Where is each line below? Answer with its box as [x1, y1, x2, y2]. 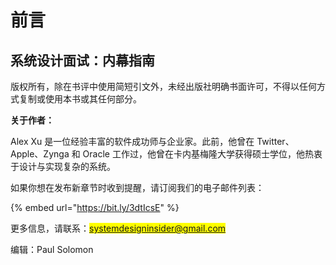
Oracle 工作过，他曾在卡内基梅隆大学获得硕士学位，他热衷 [82, 148, 323, 160]
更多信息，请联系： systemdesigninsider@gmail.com [10, 222, 227, 234]
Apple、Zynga [10, 148, 70, 160]
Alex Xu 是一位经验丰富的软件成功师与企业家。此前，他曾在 [10, 136, 255, 147]
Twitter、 [256, 136, 295, 147]
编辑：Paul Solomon [10, 244, 94, 255]
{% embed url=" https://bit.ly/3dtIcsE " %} [10, 202, 180, 213]
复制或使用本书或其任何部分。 [18, 93, 142, 105]
